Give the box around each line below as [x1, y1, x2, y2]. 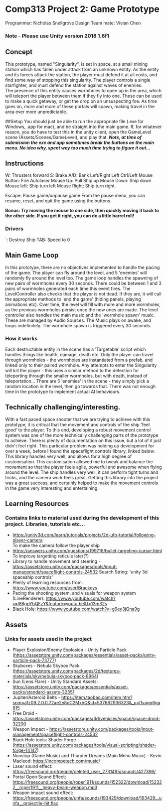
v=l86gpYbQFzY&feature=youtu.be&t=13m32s [12, 601, 107, 607]
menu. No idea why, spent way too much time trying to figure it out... [5, 144, 151, 150]
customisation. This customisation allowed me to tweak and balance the [5, 458, 153, 464]
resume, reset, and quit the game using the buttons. [5, 198, 112, 204]
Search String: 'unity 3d [99, 569, 148, 575]
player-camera [12, 537, 43, 543]
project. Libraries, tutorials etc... [5, 521, 85, 528]
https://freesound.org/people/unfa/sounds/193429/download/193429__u [12, 795, 162, 801]
